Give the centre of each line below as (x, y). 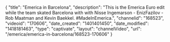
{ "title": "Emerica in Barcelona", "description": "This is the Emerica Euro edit (85, 7)
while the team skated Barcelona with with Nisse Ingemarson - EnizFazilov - (84, 13)
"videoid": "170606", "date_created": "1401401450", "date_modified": (77, 23)
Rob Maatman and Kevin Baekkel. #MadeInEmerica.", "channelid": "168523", (85, 18)
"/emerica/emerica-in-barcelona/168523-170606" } (59, 34)
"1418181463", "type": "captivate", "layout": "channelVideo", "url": (73, 29)
